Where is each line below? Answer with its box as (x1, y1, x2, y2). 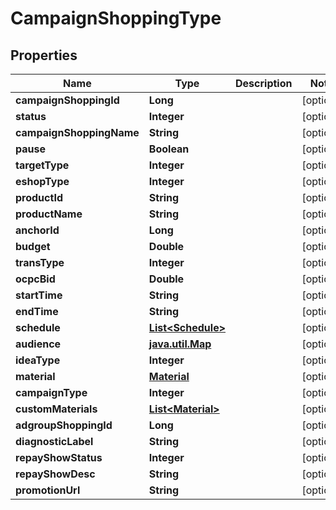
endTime (15, 305, 59, 318)
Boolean (148, 142, 190, 156)
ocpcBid (15, 272, 56, 286)
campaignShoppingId (15, 93, 120, 107)
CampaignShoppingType (10, 7, 222, 30)
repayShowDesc (15, 467, 96, 481)
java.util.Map (148, 337, 212, 351)
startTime (15, 288, 63, 302)
